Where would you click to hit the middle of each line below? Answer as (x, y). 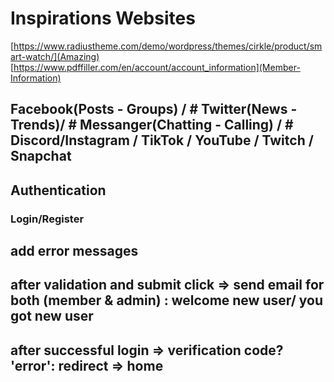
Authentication (58, 190)
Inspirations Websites (103, 18)
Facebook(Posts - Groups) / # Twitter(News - (154, 109)
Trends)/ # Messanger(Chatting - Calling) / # (152, 125)
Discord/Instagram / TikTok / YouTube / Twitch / (162, 140)
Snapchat (41, 156)
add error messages (74, 251)
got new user (52, 316)
